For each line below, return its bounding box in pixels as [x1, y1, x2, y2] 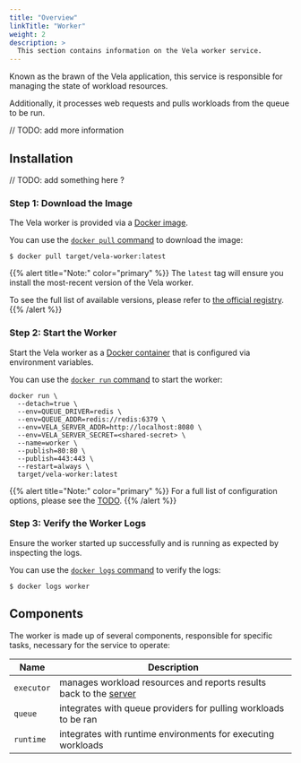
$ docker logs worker [9, 582, 90, 591]
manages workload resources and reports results [59, 676, 267, 689]
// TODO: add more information [9, 125, 124, 135]
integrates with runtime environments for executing [59, 727, 275, 740]
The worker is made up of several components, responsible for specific [9, 629, 273, 641]
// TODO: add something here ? [9, 174, 125, 185]
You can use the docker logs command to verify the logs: [9, 564, 221, 575]
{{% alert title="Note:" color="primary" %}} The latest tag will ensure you [9, 268, 284, 279]
